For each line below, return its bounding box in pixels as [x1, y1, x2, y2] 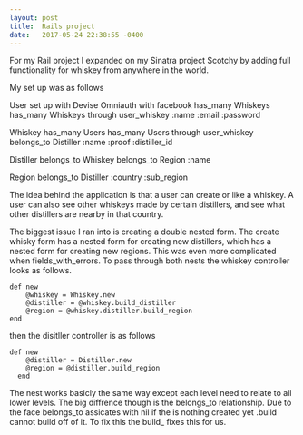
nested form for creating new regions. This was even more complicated [9, 246, 277, 257]
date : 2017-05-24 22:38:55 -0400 [9, 30, 144, 39]
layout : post [9, 13, 59, 23]
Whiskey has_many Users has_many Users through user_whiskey [9, 127, 254, 138]
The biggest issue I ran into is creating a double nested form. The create [9, 226, 279, 237]
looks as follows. [9, 265, 73, 276]
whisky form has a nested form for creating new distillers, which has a [9, 236, 272, 247]
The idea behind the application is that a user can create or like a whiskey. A [9, 190, 295, 201]
